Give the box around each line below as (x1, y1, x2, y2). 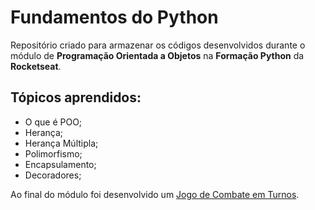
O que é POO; (24, 116, 83, 128)
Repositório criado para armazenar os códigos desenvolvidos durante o (10, 39, 306, 51)
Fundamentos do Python (10, 6, 219, 29)
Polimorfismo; (24, 147, 83, 160)
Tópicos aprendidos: (10, 89, 142, 106)
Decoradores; (24, 169, 82, 181)
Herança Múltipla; (24, 137, 99, 149)
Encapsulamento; (24, 158, 97, 170)
